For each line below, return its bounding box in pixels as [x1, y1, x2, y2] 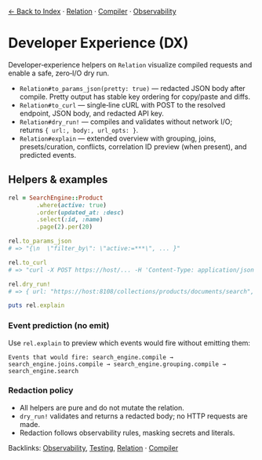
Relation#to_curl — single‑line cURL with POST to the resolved [19, 100, 226, 109]
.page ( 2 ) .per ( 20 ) [36, 223, 93, 231]
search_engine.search [8, 367, 79, 375]
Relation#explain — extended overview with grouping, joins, [19, 133, 217, 143]
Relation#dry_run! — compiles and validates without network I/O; [19, 117, 233, 126]
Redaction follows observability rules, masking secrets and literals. [19, 428, 235, 437]
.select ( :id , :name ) [36, 216, 104, 224]
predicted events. [19, 150, 77, 159]
